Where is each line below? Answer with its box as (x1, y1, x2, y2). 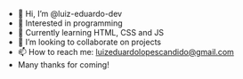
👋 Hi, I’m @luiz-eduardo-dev (17, 9, 123, 19)
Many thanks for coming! (17, 59, 109, 70)
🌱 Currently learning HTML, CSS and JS (17, 28, 165, 37)
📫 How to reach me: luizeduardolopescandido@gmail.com (17, 47, 234, 57)
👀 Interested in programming (17, 18, 123, 28)
